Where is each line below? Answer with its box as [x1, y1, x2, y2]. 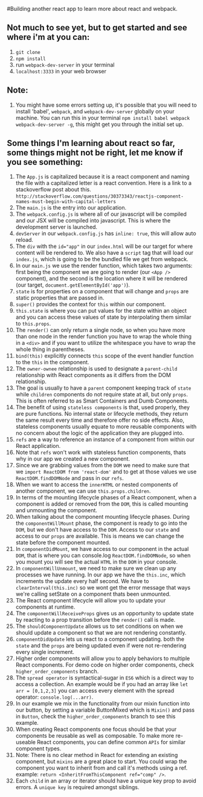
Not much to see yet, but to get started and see [7, 22, 188, 33]
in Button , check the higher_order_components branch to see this [15, 713, 176, 720]
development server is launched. [15, 224, 98, 231]
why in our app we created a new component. [15, 455, 130, 462]
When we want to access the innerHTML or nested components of [15, 481, 178, 489]
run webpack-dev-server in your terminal [15, 61, 115, 68]
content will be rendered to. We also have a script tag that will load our [15, 249, 194, 256]
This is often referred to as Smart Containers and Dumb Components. [15, 397, 189, 405]
